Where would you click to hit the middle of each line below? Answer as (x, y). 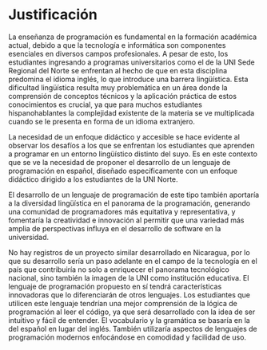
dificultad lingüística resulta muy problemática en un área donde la (118, 87)
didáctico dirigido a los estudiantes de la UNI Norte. (93, 179)
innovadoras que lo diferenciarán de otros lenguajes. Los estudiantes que (129, 295)
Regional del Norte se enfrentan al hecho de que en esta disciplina (118, 70)
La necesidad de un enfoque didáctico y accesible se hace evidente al (124, 136)
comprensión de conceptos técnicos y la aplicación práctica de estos (123, 96)
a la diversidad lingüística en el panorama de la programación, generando (129, 203)
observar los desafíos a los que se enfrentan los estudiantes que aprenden (132, 145)
